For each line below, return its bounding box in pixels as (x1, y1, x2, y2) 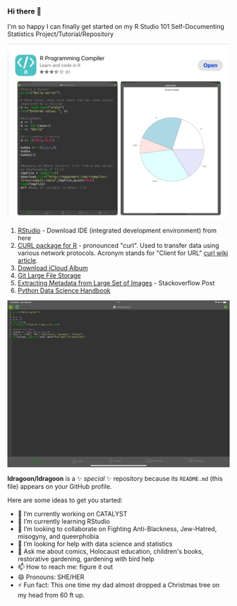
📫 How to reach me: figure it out (17, 562, 114, 571)
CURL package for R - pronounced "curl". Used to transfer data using (17, 242, 220, 249)
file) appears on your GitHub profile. (7, 482, 112, 490)
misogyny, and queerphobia (17, 532, 99, 540)
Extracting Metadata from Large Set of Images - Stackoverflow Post (17, 279, 215, 287)
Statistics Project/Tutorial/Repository (7, 30, 114, 38)
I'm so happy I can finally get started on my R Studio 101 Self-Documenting (7, 23, 224, 31)
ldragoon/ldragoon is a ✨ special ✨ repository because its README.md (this (7, 474, 224, 482)
